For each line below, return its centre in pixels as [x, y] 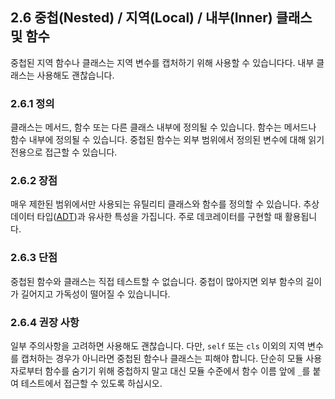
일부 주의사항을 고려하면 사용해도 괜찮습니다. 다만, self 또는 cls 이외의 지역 [158, 346]
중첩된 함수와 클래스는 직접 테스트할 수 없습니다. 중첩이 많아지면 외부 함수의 [157, 281]
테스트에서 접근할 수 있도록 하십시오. [91, 383]
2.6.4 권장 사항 [45, 322]
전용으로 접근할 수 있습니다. [64, 152]
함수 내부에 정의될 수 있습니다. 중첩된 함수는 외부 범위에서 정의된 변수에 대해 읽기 [167, 140]
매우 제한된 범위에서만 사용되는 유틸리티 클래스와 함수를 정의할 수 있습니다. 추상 [165, 204]
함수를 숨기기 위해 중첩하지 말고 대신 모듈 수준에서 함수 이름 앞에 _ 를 [177, 371]
